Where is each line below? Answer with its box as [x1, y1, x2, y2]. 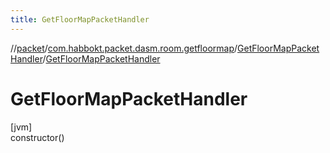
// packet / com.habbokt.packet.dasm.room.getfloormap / [10, 42, 238, 54]
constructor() [10, 131, 65, 143]
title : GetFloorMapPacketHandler [10, 14, 150, 25]
